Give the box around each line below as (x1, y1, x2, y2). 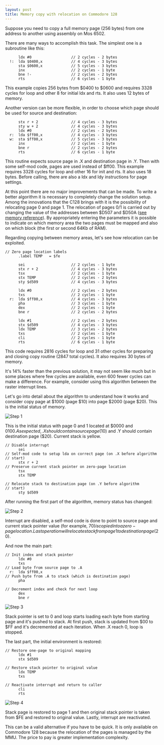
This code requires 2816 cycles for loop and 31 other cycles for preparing (5, 348, 153, 354)
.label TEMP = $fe (18, 253, 60, 258)
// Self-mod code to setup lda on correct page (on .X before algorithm (5, 451, 157, 456)
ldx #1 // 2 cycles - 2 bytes (18, 318, 118, 323)
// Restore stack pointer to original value (5, 665, 98, 670)
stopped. (5, 629, 24, 635)
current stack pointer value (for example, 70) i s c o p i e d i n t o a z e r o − (5, 523, 136, 528)
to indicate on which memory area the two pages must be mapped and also (5, 220, 158, 226)
